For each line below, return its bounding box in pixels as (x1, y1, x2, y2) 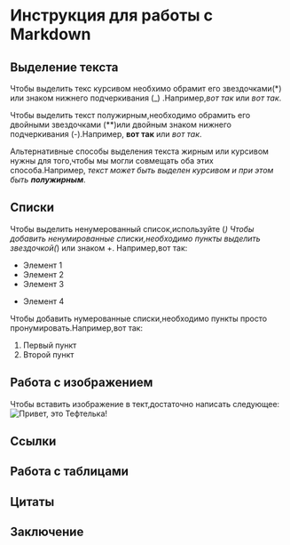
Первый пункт (22, 340, 77, 350)
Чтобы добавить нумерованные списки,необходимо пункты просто (10, 313, 268, 324)
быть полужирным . (10, 174, 87, 185)
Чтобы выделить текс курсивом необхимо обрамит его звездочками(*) (10, 84, 282, 93)
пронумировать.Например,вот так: (10, 322, 144, 333)
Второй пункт (22, 349, 74, 360)
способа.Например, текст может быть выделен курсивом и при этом (10, 165, 274, 175)
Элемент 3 (22, 278, 65, 289)
